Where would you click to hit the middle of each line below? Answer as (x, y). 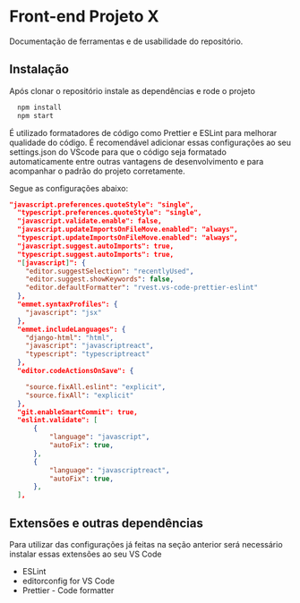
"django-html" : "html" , (70, 337)
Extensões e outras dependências (106, 523)
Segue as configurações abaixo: (69, 188)
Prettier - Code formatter (68, 590)
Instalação (39, 69)
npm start (35, 115)
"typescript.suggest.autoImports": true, (96, 254)
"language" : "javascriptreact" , (109, 470)
